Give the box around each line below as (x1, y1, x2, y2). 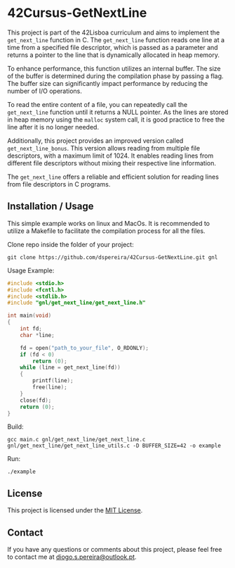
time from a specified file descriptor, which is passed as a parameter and (7, 43, 219, 51)
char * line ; (20, 332, 55, 339)
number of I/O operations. (7, 87, 83, 95)
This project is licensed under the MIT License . (7, 506, 143, 515)
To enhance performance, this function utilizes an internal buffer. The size (7, 64, 221, 72)
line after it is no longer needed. (7, 122, 100, 131)
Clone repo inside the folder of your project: (7, 240, 135, 248)
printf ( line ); (32, 377, 74, 384)
